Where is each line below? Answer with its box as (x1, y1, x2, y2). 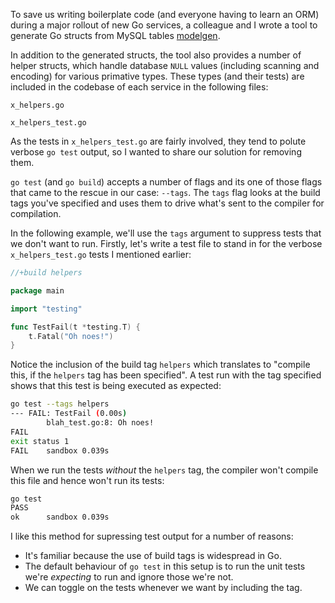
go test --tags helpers (10, 399, 110, 409)
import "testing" (10, 304, 83, 314)
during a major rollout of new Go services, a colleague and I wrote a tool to (10, 19, 318, 31)
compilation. (10, 208, 62, 219)
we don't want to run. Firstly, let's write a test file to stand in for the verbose (10, 238, 323, 249)
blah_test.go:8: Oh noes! (46, 418, 155, 428)
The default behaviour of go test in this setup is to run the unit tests (24, 560, 306, 573)
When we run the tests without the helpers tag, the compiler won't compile (10, 464, 319, 476)
